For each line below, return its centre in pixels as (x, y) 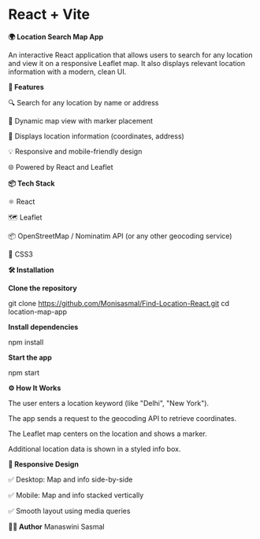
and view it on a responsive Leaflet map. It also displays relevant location (127, 63)
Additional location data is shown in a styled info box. (95, 449)
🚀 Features (26, 87)
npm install (26, 342)
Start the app (30, 357)
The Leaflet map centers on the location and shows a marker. (108, 434)
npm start (24, 372)
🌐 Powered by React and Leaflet (61, 167)
